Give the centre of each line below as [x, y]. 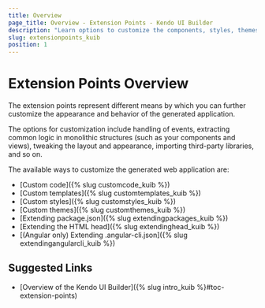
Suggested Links [50, 268]
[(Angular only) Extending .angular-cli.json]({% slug [103, 235]
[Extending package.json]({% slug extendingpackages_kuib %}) [124, 218]
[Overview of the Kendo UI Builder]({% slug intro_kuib [107, 287]
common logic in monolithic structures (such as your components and [122, 138]
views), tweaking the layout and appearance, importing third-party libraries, [131, 146]
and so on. [26, 154]
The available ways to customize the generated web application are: [119, 169]
